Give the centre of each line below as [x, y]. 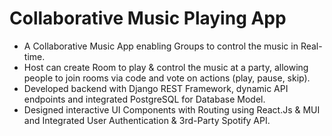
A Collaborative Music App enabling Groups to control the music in [161, 46]
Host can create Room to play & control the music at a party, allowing [166, 67]
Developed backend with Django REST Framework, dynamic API [156, 88]
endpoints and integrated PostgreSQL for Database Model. [144, 99]
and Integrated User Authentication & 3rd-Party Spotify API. [147, 120]
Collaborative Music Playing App [148, 18]
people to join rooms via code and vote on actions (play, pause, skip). [167, 78]
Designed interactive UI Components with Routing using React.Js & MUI [172, 109]
